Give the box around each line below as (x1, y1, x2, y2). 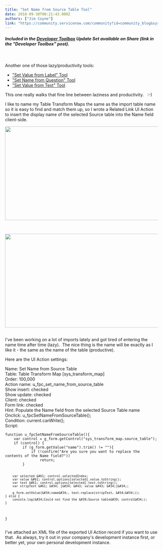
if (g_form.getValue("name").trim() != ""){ (22, 445, 114, 450)
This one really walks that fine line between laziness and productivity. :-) (5, 92, 152, 98)
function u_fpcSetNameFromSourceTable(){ (5, 432, 90, 437)
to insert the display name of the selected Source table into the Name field (5, 111, 154, 117)
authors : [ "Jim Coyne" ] (5, 16, 53, 21)
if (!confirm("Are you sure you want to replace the (31, 449, 140, 454)
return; (39, 458, 55, 463)
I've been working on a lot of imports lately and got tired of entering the (5, 337, 148, 343)
